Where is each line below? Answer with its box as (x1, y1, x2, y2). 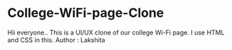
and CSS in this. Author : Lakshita (7, 35, 105, 44)
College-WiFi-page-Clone (7, 5, 164, 21)
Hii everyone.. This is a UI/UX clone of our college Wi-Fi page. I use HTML (7, 28, 225, 37)
